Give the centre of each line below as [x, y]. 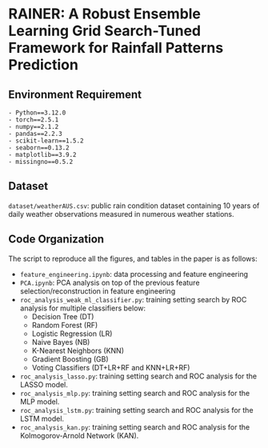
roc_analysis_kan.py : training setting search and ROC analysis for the [135, 427]
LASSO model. [44, 384]
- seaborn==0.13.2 [39, 148]
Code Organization [56, 240]
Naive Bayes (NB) [61, 342]
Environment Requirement [75, 94]
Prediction [43, 65]
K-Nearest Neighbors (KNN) [78, 350]
